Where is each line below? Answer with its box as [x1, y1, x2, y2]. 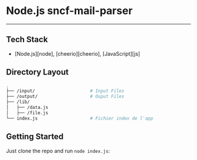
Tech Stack [6, 35, 48, 45]
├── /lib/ [6, 99, 30, 105]
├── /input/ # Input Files [6, 88, 125, 94]
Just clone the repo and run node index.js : [6, 147, 110, 154]
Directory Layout [6, 67, 69, 77]
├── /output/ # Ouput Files [6, 94, 125, 100]
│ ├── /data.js [6, 104, 49, 111]
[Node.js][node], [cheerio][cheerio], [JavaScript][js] [14, 50, 141, 57]
